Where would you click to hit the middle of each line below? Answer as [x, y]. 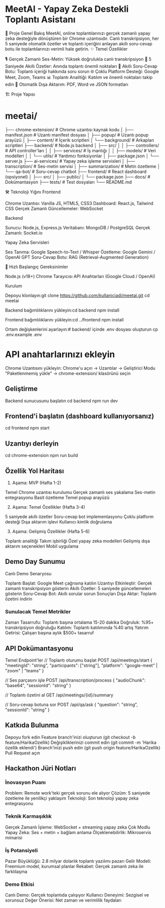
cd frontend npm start [27, 428]
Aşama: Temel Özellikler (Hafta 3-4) [49, 507]
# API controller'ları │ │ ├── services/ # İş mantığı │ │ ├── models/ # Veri [81, 150]
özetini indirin [19, 599]
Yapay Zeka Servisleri [27, 242]
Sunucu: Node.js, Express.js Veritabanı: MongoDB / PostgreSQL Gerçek [78, 227]
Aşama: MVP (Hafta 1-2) [37, 483]
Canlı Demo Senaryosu [28, 573]
